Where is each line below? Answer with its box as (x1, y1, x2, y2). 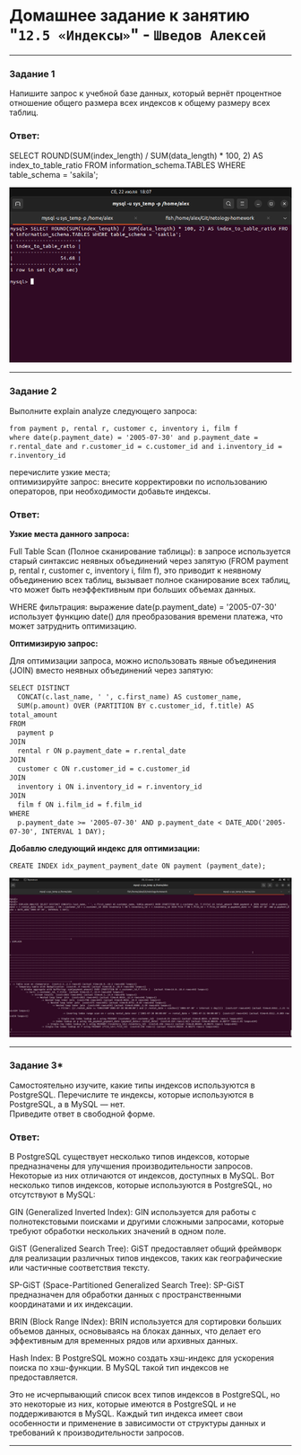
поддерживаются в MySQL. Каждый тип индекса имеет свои (9, 1408, 244, 1419)
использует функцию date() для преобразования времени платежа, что (9, 612, 284, 622)
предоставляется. (9, 1371, 79, 1383)
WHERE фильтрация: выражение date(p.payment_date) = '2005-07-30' (9, 602, 278, 613)
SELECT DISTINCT (9, 683, 70, 692)
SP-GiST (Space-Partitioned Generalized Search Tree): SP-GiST (9, 1280, 245, 1291)
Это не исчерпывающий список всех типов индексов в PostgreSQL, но (9, 1389, 280, 1400)
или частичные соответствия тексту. (9, 1263, 150, 1274)
